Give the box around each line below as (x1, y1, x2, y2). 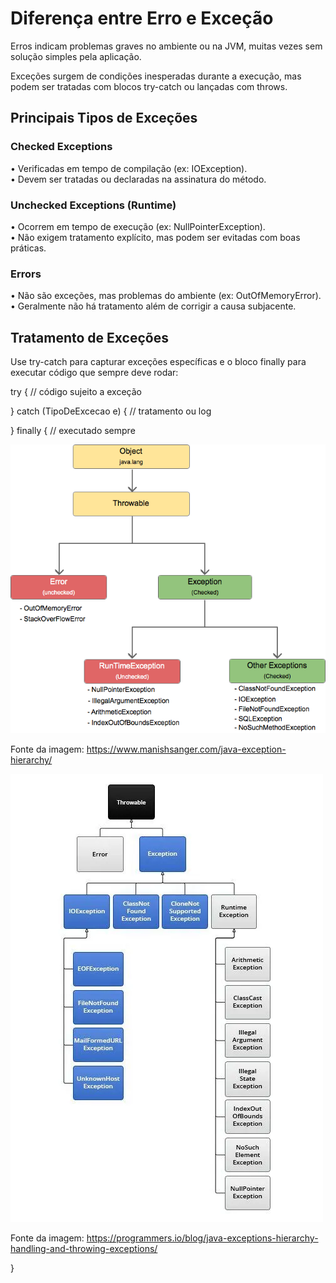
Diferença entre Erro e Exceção (10, 7, 274, 30)
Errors (10, 267, 42, 281)
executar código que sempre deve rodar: (10, 367, 179, 379)
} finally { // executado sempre (10, 425, 136, 437)
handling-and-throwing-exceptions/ (10, 1242, 158, 1254)
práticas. (10, 242, 47, 254)
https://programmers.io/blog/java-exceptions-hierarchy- (86, 1232, 319, 1244)
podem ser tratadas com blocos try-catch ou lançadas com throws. (10, 80, 288, 92)
